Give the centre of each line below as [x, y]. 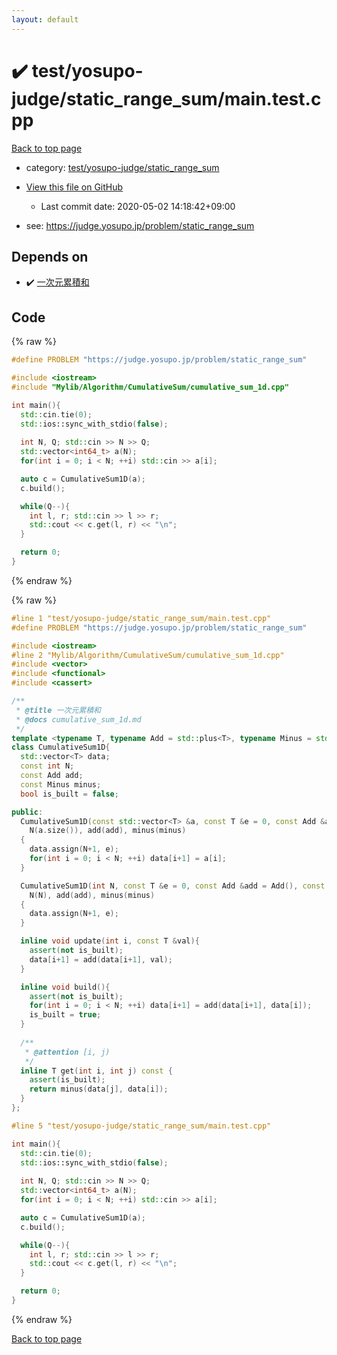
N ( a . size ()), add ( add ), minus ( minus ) [108, 831]
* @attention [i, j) [67, 1052]
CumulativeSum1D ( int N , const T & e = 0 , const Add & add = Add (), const [173, 886]
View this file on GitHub [74, 187]
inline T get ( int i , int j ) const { [96, 1071]
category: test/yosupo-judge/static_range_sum [122, 167]
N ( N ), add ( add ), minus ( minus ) [92, 895]
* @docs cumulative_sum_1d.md [78, 719]
